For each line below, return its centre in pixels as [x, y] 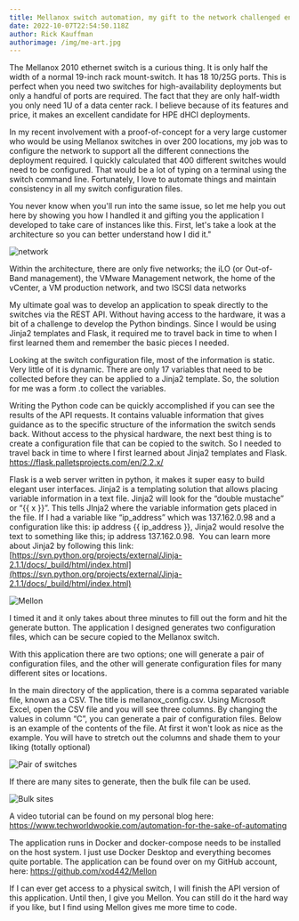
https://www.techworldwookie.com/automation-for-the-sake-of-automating [148, 826]
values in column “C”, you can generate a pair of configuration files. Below [145, 719]
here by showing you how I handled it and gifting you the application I [137, 215]
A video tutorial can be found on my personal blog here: [111, 816]
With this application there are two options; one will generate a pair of [137, 654]
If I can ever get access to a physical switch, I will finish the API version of [145, 889]
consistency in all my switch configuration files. [96, 189]
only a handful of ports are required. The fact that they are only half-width [145, 96]
